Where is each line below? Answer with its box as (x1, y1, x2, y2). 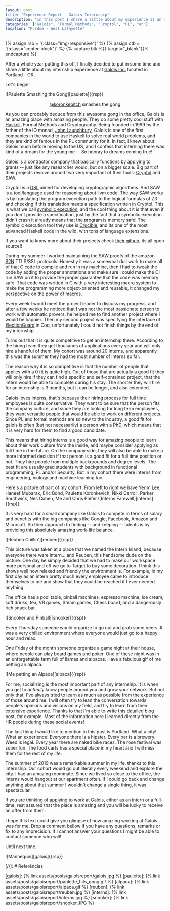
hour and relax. (5, 635, 37, 641)
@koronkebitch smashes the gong (49, 101, 121, 107)
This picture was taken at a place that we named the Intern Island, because (5, 546, 162, 552)
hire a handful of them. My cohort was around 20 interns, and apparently (5, 348, 157, 354)
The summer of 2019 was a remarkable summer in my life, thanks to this (5, 760, 156, 766)
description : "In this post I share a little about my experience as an (5, 17, 162, 22)
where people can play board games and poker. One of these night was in (5, 650, 159, 657)
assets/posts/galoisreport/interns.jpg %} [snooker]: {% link (5, 895, 129, 901)
